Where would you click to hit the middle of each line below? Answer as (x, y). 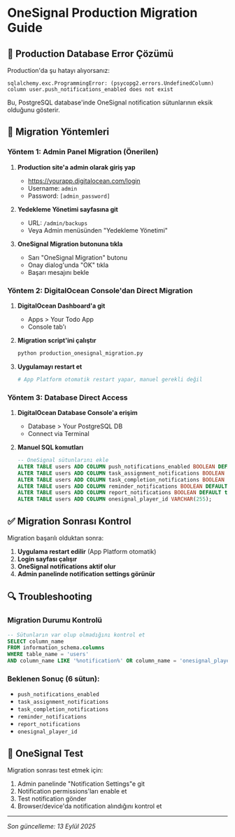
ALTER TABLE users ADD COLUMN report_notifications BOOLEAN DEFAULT (119, 493)
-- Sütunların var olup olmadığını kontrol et (76, 635)
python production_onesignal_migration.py (80, 353)
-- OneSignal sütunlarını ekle (63, 461)
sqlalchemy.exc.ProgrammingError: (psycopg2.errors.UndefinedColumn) (111, 83)
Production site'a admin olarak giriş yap (76, 167)
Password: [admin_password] (69, 196)
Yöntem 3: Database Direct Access (67, 397)
